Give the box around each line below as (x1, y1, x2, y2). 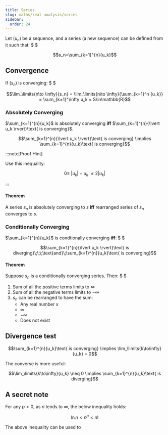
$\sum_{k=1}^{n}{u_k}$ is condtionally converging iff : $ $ (5, 235, 125, 241)
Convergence (5, 66, 49, 75)
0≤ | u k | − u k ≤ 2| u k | (64, 170, 106, 178)
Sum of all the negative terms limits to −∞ (12, 289, 99, 295)
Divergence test (5, 332, 57, 340)
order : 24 (10, 21, 30, 27)
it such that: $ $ (5, 42, 38, 48)
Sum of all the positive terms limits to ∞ (12, 284, 95, 290)
